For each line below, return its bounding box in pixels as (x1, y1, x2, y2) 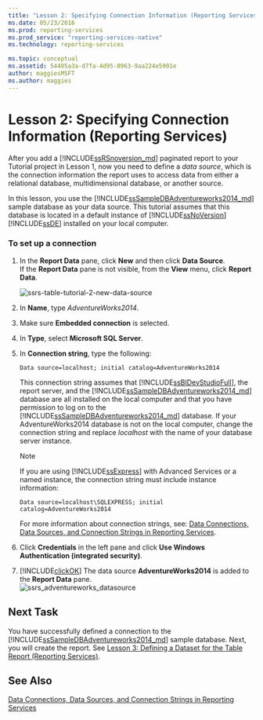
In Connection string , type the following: (19, 349, 152, 358)
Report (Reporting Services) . (8, 651, 100, 660)
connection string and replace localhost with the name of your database (19, 427, 253, 437)
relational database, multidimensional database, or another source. (8, 178, 224, 188)
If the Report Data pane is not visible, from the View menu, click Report (19, 264, 252, 273)
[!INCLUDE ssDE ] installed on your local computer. (8, 218, 169, 228)
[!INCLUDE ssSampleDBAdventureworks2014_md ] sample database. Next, (8, 634, 247, 644)
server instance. (19, 436, 72, 445)
